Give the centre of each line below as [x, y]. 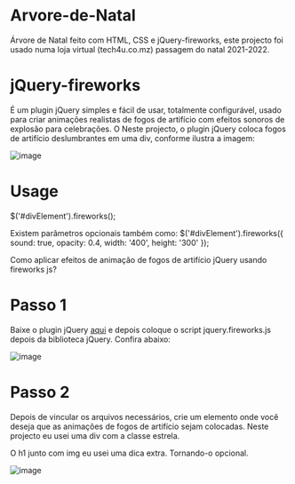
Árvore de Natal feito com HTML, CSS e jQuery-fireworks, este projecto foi [147, 40]
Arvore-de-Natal [73, 16]
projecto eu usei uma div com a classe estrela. [95, 435]
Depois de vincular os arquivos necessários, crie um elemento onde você [144, 417]
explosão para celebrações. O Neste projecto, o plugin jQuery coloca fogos [148, 129]
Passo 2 [40, 392]
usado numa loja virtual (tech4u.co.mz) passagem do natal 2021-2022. [140, 49]
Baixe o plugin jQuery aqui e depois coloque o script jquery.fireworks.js [141, 329]
